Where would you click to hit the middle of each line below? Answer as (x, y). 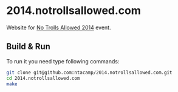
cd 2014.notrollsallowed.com (43, 78)
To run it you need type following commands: (63, 61)
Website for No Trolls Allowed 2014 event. (59, 27)
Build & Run (28, 47)
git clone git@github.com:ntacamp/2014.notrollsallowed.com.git (89, 73)
